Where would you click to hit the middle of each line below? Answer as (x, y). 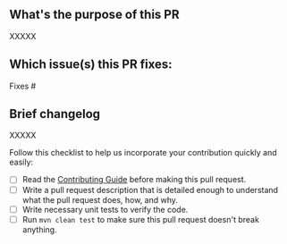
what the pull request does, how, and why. (100, 199)
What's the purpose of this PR (94, 15)
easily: (21, 162)
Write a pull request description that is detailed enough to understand (150, 189)
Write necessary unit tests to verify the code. (105, 209)
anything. (39, 229)
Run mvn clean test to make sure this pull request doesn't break (140, 219)
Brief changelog (55, 114)
